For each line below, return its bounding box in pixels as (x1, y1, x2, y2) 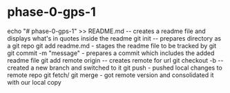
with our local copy (7, 78, 62, 86)
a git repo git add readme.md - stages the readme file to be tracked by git (7, 41, 217, 50)
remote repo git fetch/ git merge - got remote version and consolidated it (7, 70, 214, 79)
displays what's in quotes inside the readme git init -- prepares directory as (7, 34, 222, 42)
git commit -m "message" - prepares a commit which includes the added (7, 49, 215, 57)
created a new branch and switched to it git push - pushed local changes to (7, 63, 222, 72)
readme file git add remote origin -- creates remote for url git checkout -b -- (7, 56, 224, 64)
